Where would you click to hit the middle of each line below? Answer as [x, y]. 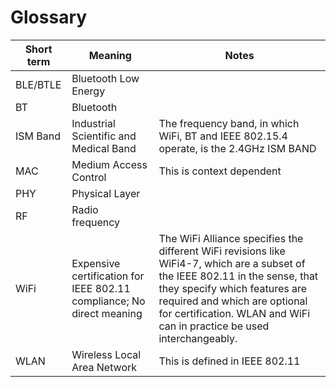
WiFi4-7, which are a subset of [232, 263]
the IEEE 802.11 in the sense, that [238, 276]
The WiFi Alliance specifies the [231, 238]
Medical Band [104, 148]
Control [89, 177]
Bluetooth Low [105, 78]
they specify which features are [233, 288]
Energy [88, 91]
